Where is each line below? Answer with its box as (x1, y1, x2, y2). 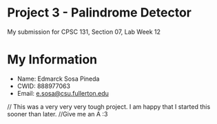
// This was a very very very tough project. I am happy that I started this (7, 102, 211, 111)
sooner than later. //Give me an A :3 (7, 110, 108, 118)
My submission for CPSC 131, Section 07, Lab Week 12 (7, 28, 161, 36)
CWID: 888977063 (17, 81, 71, 90)
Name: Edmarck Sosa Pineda (17, 74, 100, 83)
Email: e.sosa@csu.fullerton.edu (17, 89, 109, 97)
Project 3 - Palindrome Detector (7, 5, 192, 21)
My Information (7, 52, 98, 68)
